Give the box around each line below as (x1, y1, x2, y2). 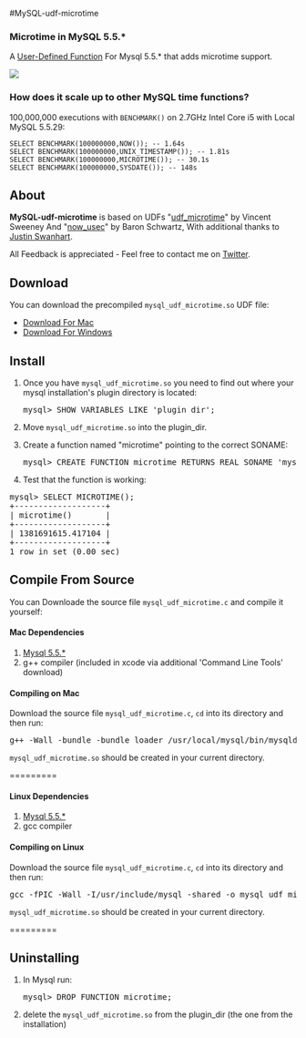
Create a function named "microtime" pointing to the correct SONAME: (22, 439, 289, 450)
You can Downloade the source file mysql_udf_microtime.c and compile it (9, 596, 284, 607)
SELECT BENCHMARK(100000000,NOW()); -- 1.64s (9, 139, 185, 149)
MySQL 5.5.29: (9, 121, 66, 132)
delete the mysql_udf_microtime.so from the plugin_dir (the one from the (22, 1009, 293, 1020)
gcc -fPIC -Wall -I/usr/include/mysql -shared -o (9, 889, 236, 899)
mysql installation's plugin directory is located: (22, 387, 198, 398)
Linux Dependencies (9, 790, 89, 801)
